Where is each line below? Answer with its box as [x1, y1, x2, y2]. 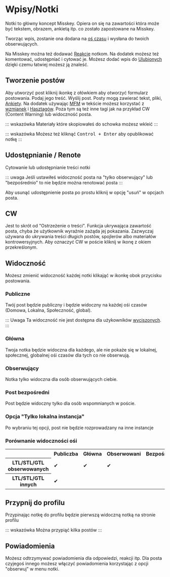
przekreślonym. [5, 244, 38, 250]
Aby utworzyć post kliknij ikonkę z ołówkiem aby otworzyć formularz [5, 90, 148, 96]
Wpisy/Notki [5, 4, 59, 15]
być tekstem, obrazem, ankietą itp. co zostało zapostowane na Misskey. [5, 25, 155, 31]
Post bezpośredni [5, 389, 50, 396]
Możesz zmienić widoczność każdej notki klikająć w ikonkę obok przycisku [5, 273, 162, 279]
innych [20, 481, 37, 488]
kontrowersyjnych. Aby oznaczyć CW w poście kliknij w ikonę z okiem [5, 239, 151, 245]
